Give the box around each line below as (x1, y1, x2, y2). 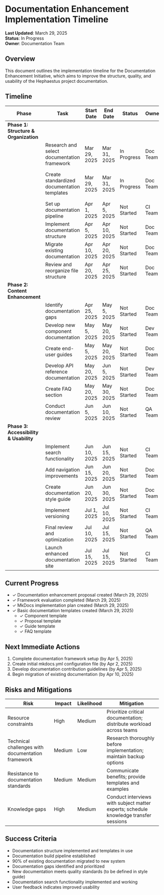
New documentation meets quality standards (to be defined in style (12, 869, 148, 874)
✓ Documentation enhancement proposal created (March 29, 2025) (12, 592, 149, 598)
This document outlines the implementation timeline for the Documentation (5, 68, 156, 74)
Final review (45, 523, 73, 530)
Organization (7, 133, 39, 140)
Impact (55, 700, 72, 707)
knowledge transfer (106, 812, 152, 819)
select (45, 148, 60, 154)
